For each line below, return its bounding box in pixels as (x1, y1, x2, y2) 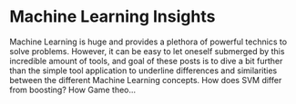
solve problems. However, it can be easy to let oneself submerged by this (9, 45, 285, 56)
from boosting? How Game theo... (9, 84, 137, 95)
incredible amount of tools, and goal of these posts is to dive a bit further (9, 55, 283, 66)
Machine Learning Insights (9, 6, 216, 27)
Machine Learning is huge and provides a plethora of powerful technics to (9, 36, 288, 47)
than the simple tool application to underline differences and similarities (9, 65, 278, 76)
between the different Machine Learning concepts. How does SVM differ (9, 74, 282, 85)
